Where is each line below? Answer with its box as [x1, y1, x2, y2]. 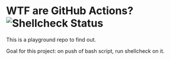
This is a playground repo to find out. [6, 36, 97, 43]
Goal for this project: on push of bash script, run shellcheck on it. [6, 47, 165, 54]
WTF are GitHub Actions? [6, 4, 134, 18]
